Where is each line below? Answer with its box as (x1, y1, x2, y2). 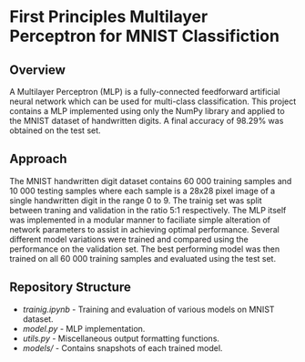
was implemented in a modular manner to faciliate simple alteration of (9, 214, 271, 225)
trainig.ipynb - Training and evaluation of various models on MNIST (22, 304, 275, 315)
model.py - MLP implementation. (22, 323, 146, 334)
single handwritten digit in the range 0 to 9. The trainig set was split (9, 194, 262, 206)
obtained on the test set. (9, 125, 102, 136)
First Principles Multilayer (9, 6, 208, 27)
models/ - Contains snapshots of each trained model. (22, 342, 223, 353)
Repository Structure (9, 280, 132, 295)
